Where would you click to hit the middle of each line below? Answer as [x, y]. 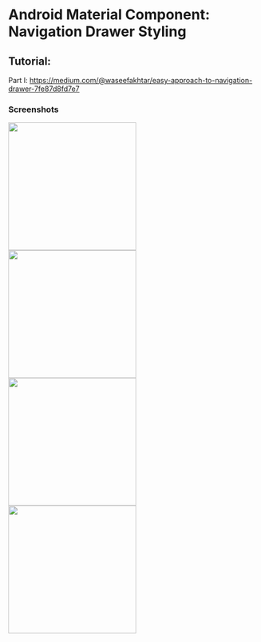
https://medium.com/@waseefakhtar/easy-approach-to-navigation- [141, 80]
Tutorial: [30, 61]
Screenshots [34, 109]
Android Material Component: [109, 15]
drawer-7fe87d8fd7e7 [44, 89]
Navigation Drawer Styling [97, 32]
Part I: [18, 80]
